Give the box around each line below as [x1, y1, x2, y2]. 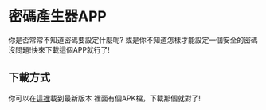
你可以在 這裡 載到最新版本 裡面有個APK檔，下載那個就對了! [8, 93, 201, 103]
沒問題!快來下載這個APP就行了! [8, 45, 110, 54]
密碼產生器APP [8, 7, 108, 26]
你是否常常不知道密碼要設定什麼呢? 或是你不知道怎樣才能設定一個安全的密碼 [8, 35, 259, 45]
